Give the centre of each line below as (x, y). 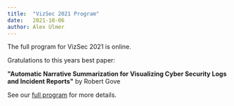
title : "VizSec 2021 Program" (53, 14)
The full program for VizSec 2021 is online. (69, 47)
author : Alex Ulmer (36, 27)
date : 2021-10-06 (36, 20)
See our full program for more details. (62, 95)
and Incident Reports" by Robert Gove (64, 81)
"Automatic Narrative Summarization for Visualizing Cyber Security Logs (117, 74)
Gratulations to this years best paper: (61, 60)
